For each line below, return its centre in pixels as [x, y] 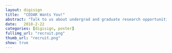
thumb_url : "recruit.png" [33, 38]
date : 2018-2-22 [25, 24]
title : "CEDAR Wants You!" [35, 15]
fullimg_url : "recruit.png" [35, 33]
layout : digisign [24, 10]
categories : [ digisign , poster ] [40, 29]
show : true [17, 43]
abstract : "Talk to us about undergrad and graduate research [73, 19]
